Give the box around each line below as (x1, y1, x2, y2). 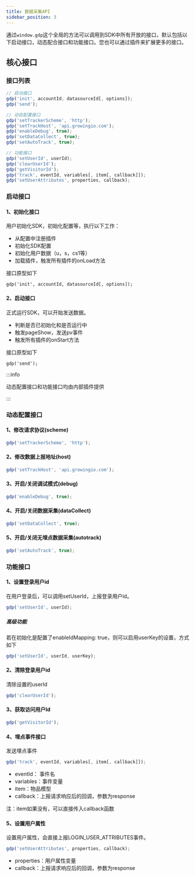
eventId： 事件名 (14, 771, 55, 778)
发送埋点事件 (6, 747, 37, 754)
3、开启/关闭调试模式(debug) (6, 480, 78, 487)
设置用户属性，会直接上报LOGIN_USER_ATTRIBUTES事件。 (6, 834, 149, 841)
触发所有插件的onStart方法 (14, 336, 80, 343)
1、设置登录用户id (6, 578, 49, 585)
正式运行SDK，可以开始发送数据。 (6, 309, 90, 316)
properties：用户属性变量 (14, 857, 77, 865)
